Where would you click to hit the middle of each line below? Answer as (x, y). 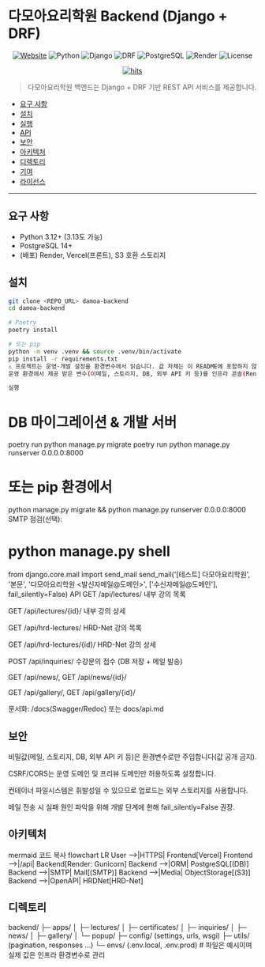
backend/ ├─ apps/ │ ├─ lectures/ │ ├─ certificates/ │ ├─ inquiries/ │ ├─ (127, 927)
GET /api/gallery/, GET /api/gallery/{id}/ (72, 693)
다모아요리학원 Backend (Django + (118, 16)
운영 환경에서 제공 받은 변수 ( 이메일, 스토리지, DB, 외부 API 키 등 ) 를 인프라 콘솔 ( (127, 374)
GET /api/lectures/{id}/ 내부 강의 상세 (67, 611)
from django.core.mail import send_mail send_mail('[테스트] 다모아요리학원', (129, 575)
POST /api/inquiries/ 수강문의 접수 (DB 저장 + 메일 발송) (95, 662)
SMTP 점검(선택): (35, 519)
